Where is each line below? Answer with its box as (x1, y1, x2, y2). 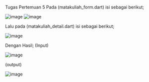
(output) (5, 62, 22, 67)
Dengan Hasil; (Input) (5, 42, 49, 48)
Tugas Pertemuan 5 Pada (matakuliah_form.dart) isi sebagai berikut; (5, 4, 145, 10)
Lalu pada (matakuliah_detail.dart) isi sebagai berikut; (5, 23, 115, 29)
